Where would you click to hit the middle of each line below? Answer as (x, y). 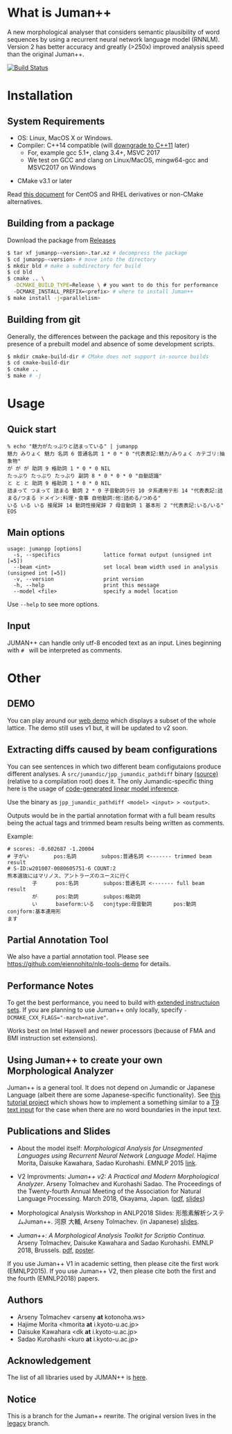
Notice (22, 1399)
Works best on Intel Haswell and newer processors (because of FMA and (111, 1031)
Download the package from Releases (62, 240)
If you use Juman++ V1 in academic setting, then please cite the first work (113, 1263)
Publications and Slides (59, 1132)
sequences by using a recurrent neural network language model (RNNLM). (114, 39)
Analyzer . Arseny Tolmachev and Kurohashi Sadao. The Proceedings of (119, 1183)
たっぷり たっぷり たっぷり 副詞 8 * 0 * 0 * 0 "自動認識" (85, 476)
